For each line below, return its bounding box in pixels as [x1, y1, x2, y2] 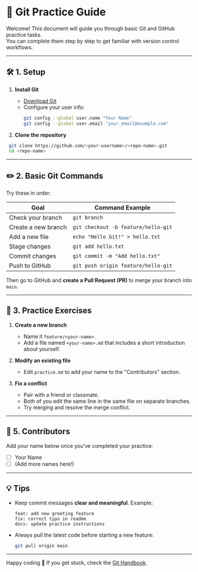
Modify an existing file [14, 357, 71, 364]
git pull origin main [14, 542, 68, 549]
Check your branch [9, 214, 62, 222]
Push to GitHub [9, 261, 51, 270]
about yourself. [23, 345, 61, 353]
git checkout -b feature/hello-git [72, 224, 173, 231]
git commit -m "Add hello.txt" [72, 253, 160, 260]
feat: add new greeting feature [14, 510, 94, 516]
